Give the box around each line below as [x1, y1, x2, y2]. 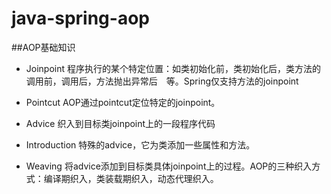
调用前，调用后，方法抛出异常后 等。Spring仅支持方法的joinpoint [25, 75, 299, 87]
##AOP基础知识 [11, 41, 76, 53]
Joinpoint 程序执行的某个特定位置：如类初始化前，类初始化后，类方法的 [25, 62, 321, 74]
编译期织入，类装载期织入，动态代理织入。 [43, 172, 219, 184]
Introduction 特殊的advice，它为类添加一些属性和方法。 [25, 138, 256, 151]
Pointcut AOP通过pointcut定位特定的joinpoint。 [25, 96, 221, 108]
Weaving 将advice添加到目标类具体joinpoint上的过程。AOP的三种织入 [25, 160, 313, 172]
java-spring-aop [11, 7, 150, 30]
